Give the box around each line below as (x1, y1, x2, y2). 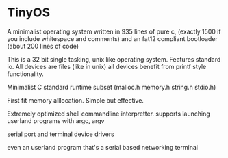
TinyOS (7, 5, 50, 21)
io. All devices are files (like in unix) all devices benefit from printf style (7, 62, 207, 70)
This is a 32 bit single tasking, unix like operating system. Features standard (7, 55, 221, 63)
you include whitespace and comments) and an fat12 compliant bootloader (7, 34, 218, 42)
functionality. (7, 70, 45, 78)
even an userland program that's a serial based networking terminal (7, 143, 199, 151)
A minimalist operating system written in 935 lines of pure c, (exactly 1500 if (7, 27, 221, 36)
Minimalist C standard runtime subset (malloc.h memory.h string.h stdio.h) (7, 83, 216, 91)
